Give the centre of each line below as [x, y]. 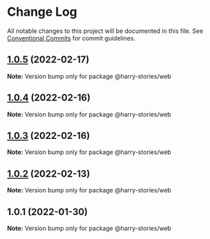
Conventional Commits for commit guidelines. [71, 38]
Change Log [42, 12]
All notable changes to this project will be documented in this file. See [105, 31]
